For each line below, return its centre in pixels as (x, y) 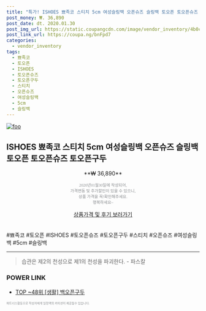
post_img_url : (25, 29)
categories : (21, 40)
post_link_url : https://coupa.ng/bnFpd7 (59, 35)
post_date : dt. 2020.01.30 (41, 23)
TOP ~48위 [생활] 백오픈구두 (50, 292)
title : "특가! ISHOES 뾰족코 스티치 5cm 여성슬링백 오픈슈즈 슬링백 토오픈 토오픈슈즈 (102, 12)
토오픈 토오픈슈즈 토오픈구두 (57, 158)
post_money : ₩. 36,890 (35, 18)
